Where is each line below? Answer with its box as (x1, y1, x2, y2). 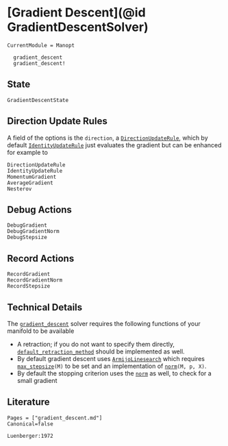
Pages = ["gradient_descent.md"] (7, 414, 103, 421)
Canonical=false (7, 420, 53, 428)
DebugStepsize (7, 234, 48, 241)
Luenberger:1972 (7, 432, 53, 439)
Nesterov (7, 185, 32, 193)
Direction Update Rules (7, 115, 107, 127)
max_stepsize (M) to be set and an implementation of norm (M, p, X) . (16, 362, 207, 370)
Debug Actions (7, 203, 72, 215)
